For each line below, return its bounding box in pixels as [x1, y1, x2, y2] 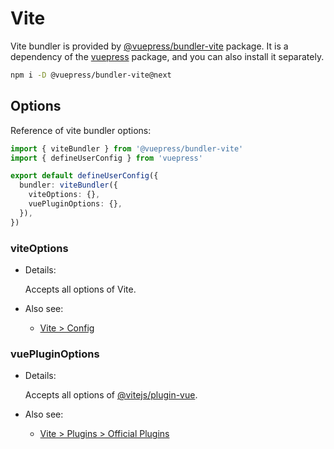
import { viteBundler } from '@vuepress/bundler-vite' [10, 143, 244, 154]
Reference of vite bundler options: [10, 124, 152, 136]
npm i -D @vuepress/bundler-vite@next [10, 70, 172, 80]
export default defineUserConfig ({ [10, 171, 159, 181]
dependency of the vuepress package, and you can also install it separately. [10, 50, 325, 62]
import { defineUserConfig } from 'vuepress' [10, 153, 203, 163]
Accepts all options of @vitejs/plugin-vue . [24, 389, 198, 401]
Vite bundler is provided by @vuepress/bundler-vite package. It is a [10, 40, 289, 52]
